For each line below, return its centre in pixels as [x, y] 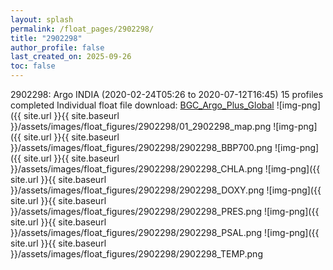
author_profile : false [57, 47]
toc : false [33, 66]
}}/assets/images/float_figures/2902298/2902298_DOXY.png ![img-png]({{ [166, 190]
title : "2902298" [46, 38]
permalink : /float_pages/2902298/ [82, 29]
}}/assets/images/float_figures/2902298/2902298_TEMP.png [136, 254]
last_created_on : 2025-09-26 [71, 57]
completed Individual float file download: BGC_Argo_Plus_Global [142, 105]
